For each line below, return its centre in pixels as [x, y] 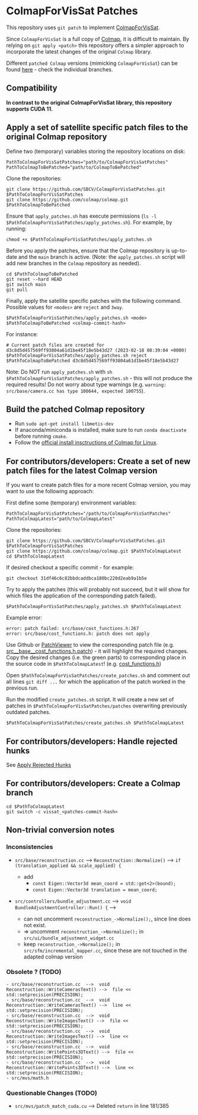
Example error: [24, 618]
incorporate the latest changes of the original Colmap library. [79, 51]
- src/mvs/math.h [28, 1078]
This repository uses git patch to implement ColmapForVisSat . [83, 27]
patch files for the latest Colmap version [82, 470]
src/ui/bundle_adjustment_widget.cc [69, 938]
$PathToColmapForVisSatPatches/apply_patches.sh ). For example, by [89, 222]
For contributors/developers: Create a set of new [98, 461]
